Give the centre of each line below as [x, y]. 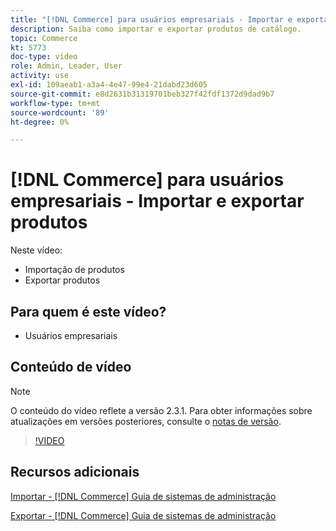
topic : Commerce [44, 38]
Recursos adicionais [75, 472]
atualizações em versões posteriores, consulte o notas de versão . [146, 421]
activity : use [40, 76]
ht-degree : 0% [40, 122]
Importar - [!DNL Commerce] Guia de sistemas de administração [143, 496]
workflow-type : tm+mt [55, 103]
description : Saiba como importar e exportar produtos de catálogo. [156, 29]
